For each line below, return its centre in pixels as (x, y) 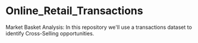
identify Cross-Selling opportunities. (50, 33)
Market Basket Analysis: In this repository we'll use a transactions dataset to (99, 27)
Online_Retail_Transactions (74, 11)
